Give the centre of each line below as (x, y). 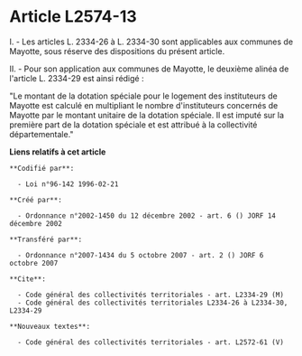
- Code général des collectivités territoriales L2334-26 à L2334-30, (153, 303)
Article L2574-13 (73, 17)
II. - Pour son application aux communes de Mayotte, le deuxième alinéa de (149, 69)
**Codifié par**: (42, 168)
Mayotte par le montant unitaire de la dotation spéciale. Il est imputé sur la (147, 115)
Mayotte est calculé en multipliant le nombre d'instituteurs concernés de (144, 105)
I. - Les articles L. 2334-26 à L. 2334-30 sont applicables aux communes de (151, 42)
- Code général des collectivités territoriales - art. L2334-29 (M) (151, 295)
